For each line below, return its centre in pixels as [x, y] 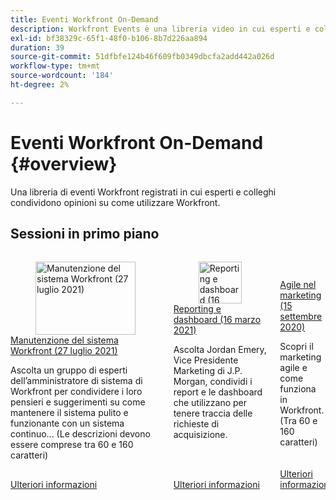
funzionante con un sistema [67, 423]
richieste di [196, 423]
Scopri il [296, 346]
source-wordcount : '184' [62, 76]
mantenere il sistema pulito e [69, 413]
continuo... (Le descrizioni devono [80, 434]
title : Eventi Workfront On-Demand [84, 19]
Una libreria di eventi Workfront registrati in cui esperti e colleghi [143, 192]
